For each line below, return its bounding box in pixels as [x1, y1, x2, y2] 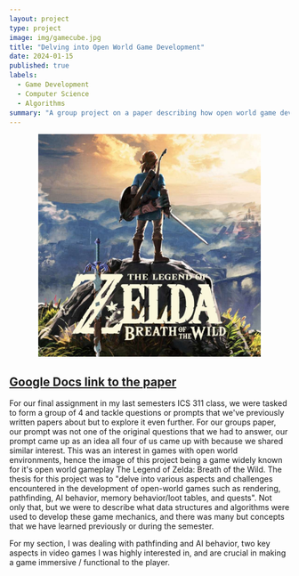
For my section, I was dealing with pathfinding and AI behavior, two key [9, 539, 271, 549]
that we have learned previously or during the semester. [9, 521, 214, 531]
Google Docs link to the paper [9, 374, 177, 389]
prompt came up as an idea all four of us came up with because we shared [9, 436, 284, 447]
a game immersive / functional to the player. [9, 557, 171, 568]
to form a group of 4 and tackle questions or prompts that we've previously [9, 408, 285, 418]
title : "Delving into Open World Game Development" [9, 43, 205, 52]
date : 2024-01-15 [9, 52, 74, 61]
